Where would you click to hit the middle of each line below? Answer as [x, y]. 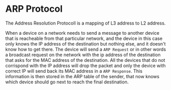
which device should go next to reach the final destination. [67, 82]
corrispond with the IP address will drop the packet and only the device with [85, 65]
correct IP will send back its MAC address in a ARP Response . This [74, 71]
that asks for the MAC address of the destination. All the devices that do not [85, 60]
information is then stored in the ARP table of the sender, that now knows [82, 76]
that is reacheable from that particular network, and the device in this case [84, 38]
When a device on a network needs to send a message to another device [82, 33]
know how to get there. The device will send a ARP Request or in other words [86, 49]
